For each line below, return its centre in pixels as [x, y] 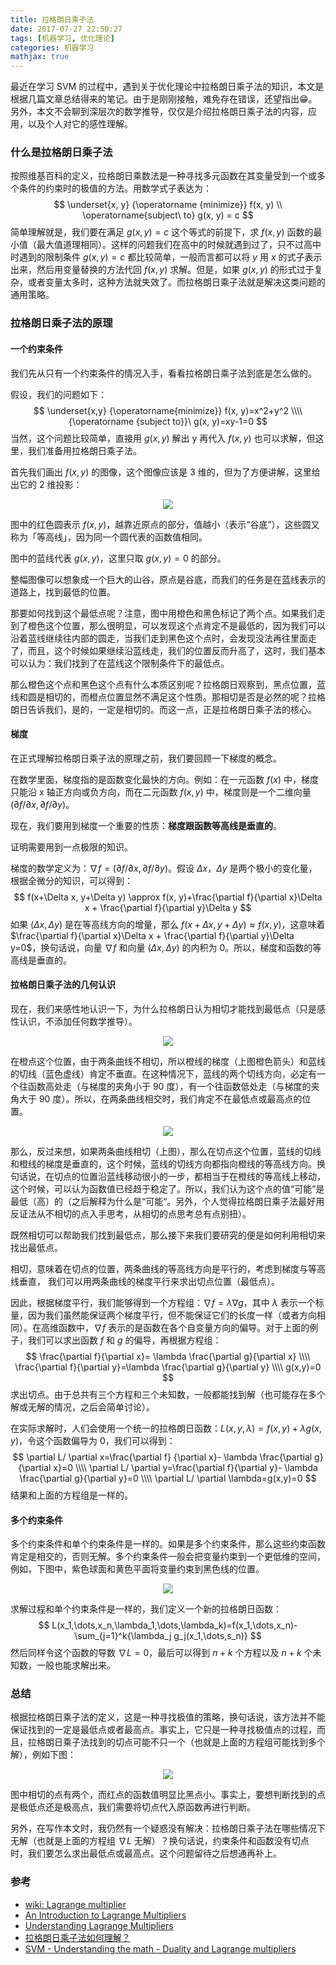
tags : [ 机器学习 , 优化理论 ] [62, 38]
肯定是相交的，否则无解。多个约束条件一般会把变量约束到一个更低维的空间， [168, 1557]
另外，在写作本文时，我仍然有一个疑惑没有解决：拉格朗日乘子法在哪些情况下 [168, 1828]
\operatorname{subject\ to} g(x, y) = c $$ [168, 215]
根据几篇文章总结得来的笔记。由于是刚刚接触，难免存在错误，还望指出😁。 [164, 99]
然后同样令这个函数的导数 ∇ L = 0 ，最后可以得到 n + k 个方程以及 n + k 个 [161, 1653]
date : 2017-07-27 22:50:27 [66, 29]
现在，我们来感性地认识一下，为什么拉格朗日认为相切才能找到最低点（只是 [163, 1008]
